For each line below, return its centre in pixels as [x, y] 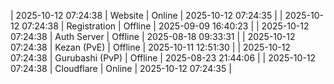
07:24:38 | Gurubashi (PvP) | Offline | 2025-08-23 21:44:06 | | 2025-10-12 [163, 58]
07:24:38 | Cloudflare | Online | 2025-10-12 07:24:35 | [121, 68]
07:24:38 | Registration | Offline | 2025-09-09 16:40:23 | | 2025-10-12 [165, 26]
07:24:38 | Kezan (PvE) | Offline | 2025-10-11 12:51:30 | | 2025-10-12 [150, 47]
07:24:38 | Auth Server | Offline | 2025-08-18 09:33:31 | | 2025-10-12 [153, 36]
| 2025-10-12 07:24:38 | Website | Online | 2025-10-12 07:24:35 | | [146, 15]
